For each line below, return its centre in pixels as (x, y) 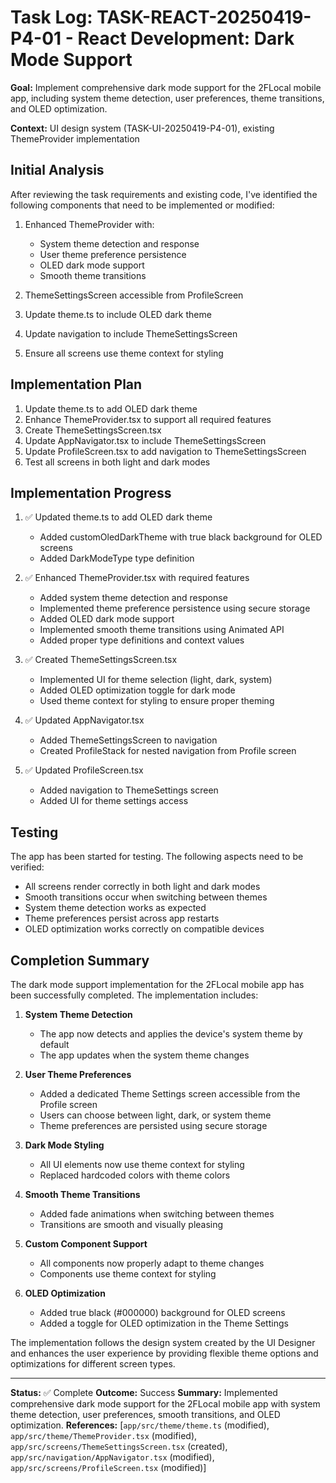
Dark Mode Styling (64, 1145)
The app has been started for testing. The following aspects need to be (157, 857)
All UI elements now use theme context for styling (142, 1164)
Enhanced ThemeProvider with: (89, 224)
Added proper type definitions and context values (142, 640)
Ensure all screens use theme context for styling (124, 353)
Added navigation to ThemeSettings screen (129, 790)
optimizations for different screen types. (93, 1364)
